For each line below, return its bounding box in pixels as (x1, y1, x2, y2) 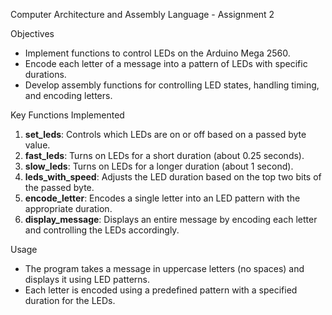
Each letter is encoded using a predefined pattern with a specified (24, 284, 298, 296)
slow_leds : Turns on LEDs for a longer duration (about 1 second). (24, 160, 294, 172)
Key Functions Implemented (10, 109, 125, 121)
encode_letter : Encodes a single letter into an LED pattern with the (24, 192, 301, 204)
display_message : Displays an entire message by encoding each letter (24, 214, 318, 225)
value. (24, 139, 51, 151)
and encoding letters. (24, 90, 113, 101)
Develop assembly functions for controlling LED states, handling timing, (24, 79, 320, 91)
